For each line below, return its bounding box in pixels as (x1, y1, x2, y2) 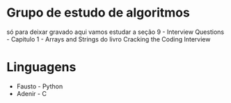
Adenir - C (16, 89, 47, 97)
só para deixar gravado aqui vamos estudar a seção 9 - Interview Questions (6, 28, 224, 36)
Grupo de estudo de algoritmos (6, 5, 191, 21)
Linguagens (6, 59, 77, 75)
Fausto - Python (16, 82, 63, 91)
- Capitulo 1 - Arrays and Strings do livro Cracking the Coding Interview (6, 35, 211, 43)
